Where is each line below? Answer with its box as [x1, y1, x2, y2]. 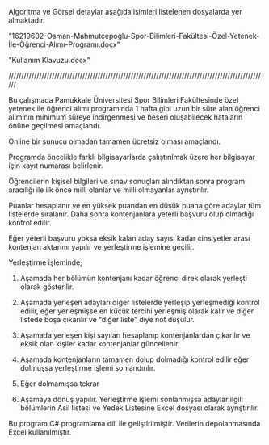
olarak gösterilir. [19, 282, 74, 292]
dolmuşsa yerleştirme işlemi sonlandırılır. [19, 363, 156, 372]
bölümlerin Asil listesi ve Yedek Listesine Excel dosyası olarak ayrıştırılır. [19, 403, 259, 413]
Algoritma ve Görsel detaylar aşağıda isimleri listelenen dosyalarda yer [8, 7, 242, 16]
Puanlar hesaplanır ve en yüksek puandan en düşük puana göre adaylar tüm [8, 201, 261, 210]
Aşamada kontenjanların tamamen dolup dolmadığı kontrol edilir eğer [19, 355, 250, 364]
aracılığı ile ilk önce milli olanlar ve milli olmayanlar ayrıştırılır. [8, 185, 209, 195]
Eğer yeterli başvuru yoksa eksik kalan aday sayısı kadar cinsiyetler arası [8, 233, 250, 243]
